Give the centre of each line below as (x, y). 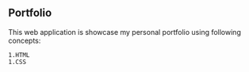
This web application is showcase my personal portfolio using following (125, 32)
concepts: (25, 40)
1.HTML (19, 55)
